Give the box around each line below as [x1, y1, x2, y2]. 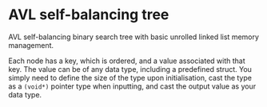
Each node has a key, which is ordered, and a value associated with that [8, 56, 245, 65]
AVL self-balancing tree [8, 6, 169, 24]
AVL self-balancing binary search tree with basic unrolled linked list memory [8, 32, 260, 42]
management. [8, 40, 54, 50]
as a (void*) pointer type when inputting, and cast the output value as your [8, 81, 257, 91]
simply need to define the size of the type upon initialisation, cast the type [8, 73, 252, 82]
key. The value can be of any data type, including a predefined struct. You [8, 64, 252, 73]
